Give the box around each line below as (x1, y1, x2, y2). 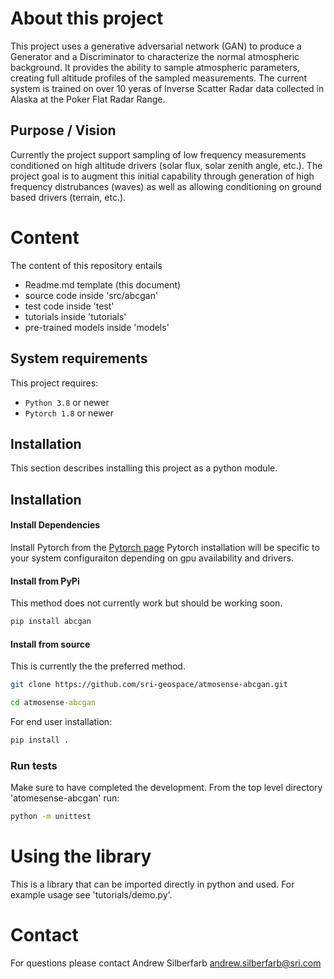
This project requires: (10, 377, 99, 389)
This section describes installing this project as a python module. (10, 462, 278, 474)
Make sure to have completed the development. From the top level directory (10, 782, 323, 794)
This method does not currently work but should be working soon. (10, 597, 283, 609)
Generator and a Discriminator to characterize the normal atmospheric (10, 50, 300, 62)
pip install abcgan (10, 617, 92, 627)
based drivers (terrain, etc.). (10, 191, 127, 203)
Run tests (10, 758, 58, 772)
